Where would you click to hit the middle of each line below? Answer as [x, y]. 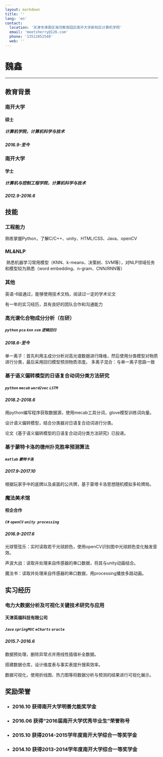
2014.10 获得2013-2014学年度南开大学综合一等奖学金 [75, 749]
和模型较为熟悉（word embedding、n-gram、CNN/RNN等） [65, 269]
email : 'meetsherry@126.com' [39, 32]
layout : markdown [23, 9]
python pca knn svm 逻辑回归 [31, 330]
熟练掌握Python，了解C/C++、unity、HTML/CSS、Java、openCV [71, 239]
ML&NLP [15, 251]
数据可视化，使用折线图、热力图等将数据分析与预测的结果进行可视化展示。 [79, 675]
